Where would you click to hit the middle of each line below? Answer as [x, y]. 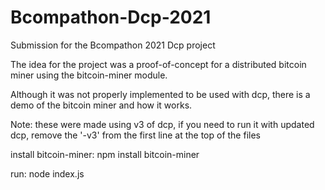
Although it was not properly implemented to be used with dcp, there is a [160, 94]
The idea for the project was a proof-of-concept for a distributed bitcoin [158, 64]
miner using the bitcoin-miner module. [89, 75]
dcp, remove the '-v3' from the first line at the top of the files [135, 135]
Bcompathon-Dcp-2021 [111, 17]
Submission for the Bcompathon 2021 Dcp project [113, 45]
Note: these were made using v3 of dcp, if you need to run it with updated [162, 124]
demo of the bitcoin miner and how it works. [101, 105]
